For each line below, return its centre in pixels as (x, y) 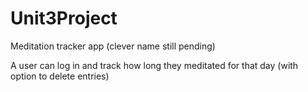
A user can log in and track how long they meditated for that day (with (154, 65)
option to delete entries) (60, 76)
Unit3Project (64, 18)
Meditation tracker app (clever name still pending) (113, 46)
